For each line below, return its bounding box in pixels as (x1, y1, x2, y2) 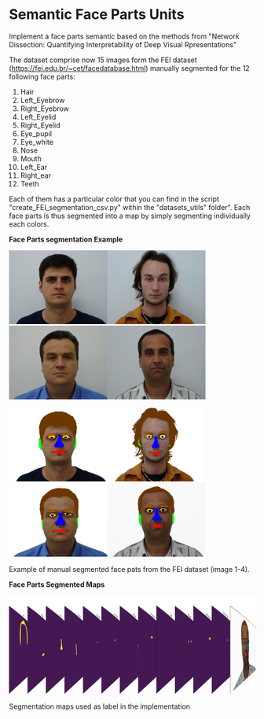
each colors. (9, 219, 49, 229)
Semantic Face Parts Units (9, 6, 185, 24)
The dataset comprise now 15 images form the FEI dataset (9, 55, 197, 65)
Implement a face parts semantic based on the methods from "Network (9, 31, 240, 41)
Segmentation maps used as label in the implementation (9, 702, 191, 711)
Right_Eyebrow (20, 104, 69, 113)
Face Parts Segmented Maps (9, 580, 105, 589)
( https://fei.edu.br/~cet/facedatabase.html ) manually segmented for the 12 (9, 63, 250, 72)
